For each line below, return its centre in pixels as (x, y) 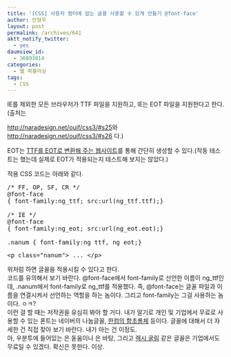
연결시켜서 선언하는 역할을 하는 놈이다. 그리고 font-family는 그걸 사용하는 (118, 295)
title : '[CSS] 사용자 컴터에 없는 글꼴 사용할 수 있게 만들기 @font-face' (103, 13)
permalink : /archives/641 (44, 33)
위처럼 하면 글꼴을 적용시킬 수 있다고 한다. (63, 270)
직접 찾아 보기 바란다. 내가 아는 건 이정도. (82, 329)
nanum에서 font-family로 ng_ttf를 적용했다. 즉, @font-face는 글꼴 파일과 (117, 287)
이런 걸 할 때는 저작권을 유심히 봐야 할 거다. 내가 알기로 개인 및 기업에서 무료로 (112, 312)
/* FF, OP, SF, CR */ (44, 187)
